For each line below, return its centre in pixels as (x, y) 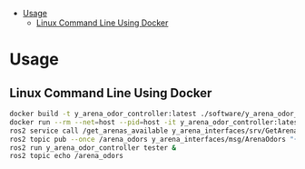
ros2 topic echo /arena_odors (67, 156)
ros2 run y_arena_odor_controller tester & (93, 148)
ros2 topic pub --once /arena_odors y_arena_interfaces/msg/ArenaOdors (148, 139)
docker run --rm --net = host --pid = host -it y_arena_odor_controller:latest (156, 122)
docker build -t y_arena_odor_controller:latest (103, 114)
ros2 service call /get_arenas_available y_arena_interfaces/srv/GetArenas (156, 131)
